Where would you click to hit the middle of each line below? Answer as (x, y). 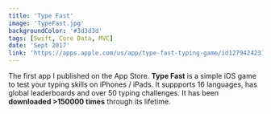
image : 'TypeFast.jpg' (46, 23)
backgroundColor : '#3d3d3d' (56, 31)
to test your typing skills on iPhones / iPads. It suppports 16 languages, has (133, 84)
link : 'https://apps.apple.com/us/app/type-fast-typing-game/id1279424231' (138, 53)
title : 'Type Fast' (41, 16)
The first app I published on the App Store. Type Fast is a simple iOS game (132, 76)
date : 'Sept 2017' (39, 46)
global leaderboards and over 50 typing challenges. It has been (114, 93)
